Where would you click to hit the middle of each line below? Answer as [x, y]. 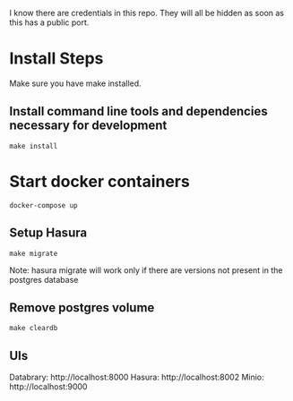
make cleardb [34, 328]
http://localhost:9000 [48, 387]
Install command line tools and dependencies [138, 111]
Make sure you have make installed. [75, 83]
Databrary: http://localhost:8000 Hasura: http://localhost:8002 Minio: [137, 377]
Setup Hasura [48, 233]
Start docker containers [99, 181]
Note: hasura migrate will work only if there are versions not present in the [146, 270]
